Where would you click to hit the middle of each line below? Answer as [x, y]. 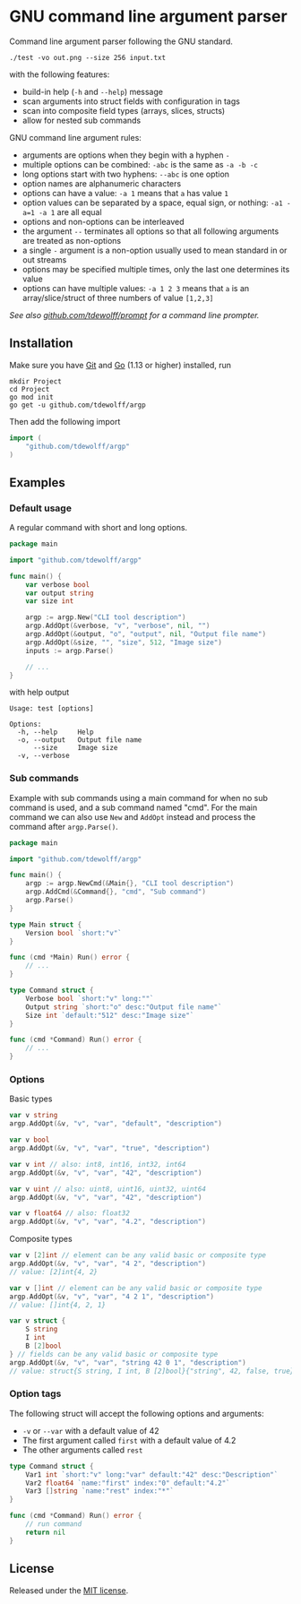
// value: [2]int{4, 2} [54, 1272]
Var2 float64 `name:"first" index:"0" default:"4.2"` [128, 1483]
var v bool [30, 1140]
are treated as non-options [72, 240]
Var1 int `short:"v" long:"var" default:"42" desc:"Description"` [152, 1475]
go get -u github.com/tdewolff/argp [77, 405]
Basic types [31, 1099]
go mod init [31, 397]
